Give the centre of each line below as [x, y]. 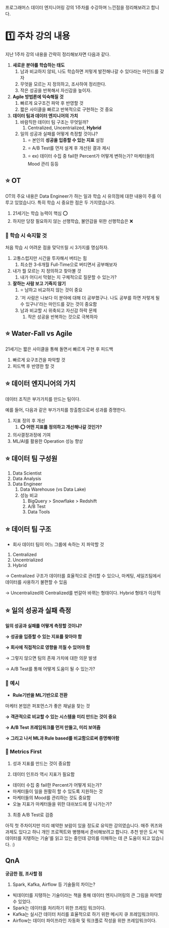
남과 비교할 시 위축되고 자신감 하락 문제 [59, 311]
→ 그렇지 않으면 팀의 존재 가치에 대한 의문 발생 [51, 658]
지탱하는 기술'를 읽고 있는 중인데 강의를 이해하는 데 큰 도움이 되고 [86, 838]
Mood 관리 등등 [43, 164]
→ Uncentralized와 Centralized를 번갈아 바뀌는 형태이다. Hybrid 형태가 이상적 [83, 593]
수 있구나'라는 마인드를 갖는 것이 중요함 [59, 304]
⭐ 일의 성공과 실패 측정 [38, 610]
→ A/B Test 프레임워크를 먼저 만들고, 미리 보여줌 [53, 727]
